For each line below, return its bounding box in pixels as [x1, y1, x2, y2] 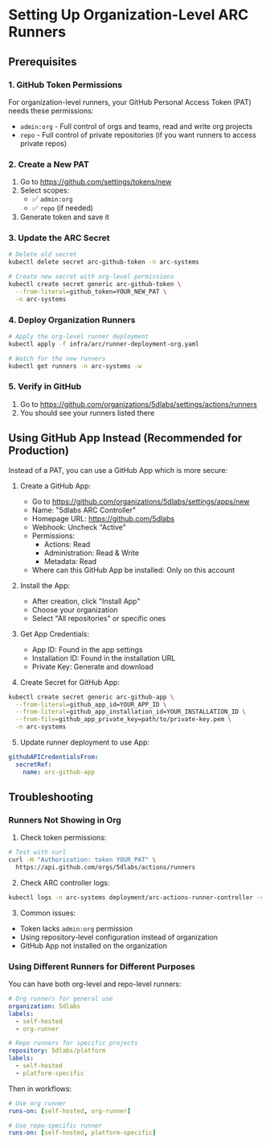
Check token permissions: [19, 832, 107, 843]
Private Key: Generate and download [31, 662, 154, 671]
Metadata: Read [43, 556, 97, 566]
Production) [8, 444, 70, 458]
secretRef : [15, 760, 52, 769]
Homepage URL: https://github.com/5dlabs [31, 513, 175, 523]
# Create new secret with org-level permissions [8, 272, 174, 281]
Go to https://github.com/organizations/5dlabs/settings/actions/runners [19, 399, 257, 409]
